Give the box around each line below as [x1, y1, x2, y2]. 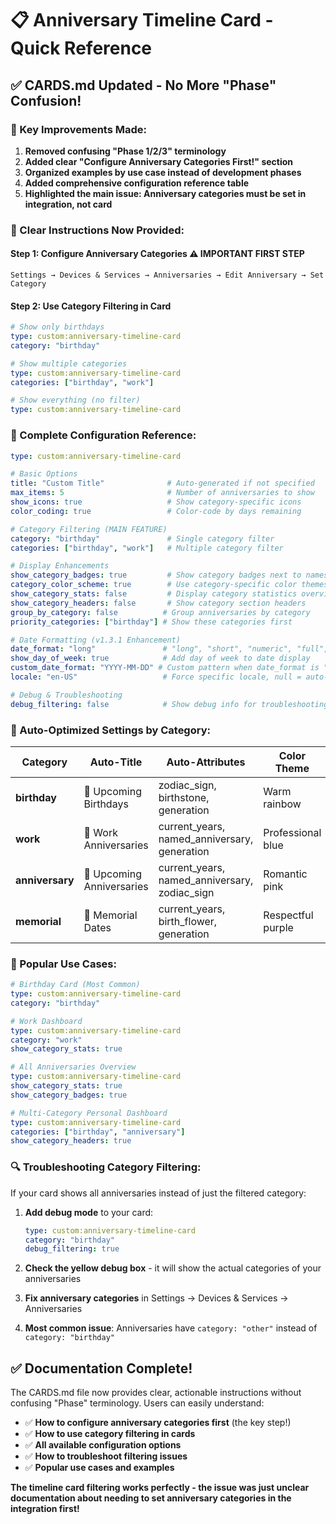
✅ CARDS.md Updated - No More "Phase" [10, 77, 277, 94]
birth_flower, [158, 914, 218, 928]
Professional [263, 825, 322, 839]
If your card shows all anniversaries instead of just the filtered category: [10, 1187, 307, 1199]
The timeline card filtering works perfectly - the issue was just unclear [10, 1482, 310, 1494]
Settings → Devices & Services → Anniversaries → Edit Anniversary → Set [10, 270, 325, 280]
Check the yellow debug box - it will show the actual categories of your [24, 1262, 322, 1274]
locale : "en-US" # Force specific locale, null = [10, 672, 302, 682]
